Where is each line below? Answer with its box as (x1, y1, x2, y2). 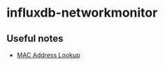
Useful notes (6, 33, 64, 44)
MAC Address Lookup (16, 51, 80, 59)
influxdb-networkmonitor (6, 5, 158, 21)
